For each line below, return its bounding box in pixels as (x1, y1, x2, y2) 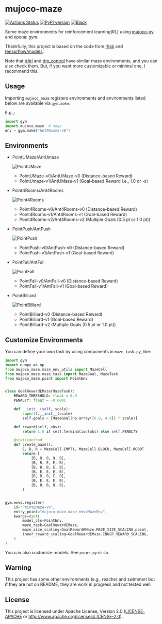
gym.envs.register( (5, 500, 45, 505)
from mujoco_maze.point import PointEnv (5, 376, 88, 381)
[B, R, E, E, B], (31, 460, 66, 465)
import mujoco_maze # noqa (5, 124, 62, 128)
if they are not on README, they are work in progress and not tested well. (5, 581, 152, 587)
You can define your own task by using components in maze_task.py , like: (5, 349, 151, 354)
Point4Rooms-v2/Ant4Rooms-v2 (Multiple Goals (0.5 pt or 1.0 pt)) (19, 217, 151, 222)
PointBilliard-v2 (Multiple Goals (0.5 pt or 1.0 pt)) (19, 322, 116, 328)
